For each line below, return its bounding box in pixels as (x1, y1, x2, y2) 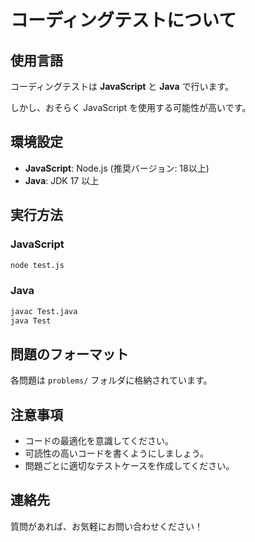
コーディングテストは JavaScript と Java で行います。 (10, 81, 235, 92)
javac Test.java (10, 306, 78, 316)
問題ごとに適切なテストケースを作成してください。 (24, 460, 235, 472)
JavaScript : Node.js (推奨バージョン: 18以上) (24, 162, 210, 174)
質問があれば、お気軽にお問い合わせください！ (10, 520, 203, 532)
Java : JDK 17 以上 (24, 174, 100, 186)
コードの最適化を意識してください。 (24, 435, 174, 447)
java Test (10, 316, 52, 326)
